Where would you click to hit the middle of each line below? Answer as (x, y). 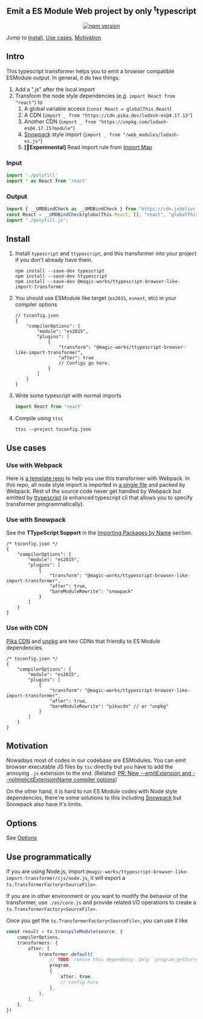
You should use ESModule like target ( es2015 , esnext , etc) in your (96, 298)
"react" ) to (29, 102)
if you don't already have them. (54, 260)
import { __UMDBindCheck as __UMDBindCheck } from (71, 209)
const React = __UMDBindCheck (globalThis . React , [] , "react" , (86, 214)
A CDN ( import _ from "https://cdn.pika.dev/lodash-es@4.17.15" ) (108, 115)
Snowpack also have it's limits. (44, 804)
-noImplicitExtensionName (39, 780)
